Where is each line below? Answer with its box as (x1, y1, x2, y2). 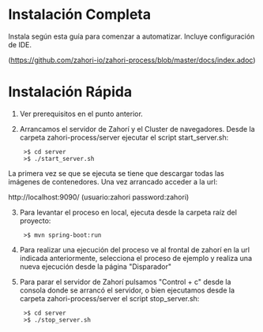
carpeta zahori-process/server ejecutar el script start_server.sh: (19, 132, 229, 142)
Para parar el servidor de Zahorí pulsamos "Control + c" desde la (19, 277, 231, 286)
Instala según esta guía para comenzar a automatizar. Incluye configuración (8, 32, 255, 41)
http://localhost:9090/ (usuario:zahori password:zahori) (8, 192, 190, 202)
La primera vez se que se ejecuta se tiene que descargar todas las (8, 168, 225, 178)
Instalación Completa (8, 6, 152, 24)
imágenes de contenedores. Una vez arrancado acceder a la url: (8, 177, 218, 186)
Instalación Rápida (8, 83, 133, 101)
